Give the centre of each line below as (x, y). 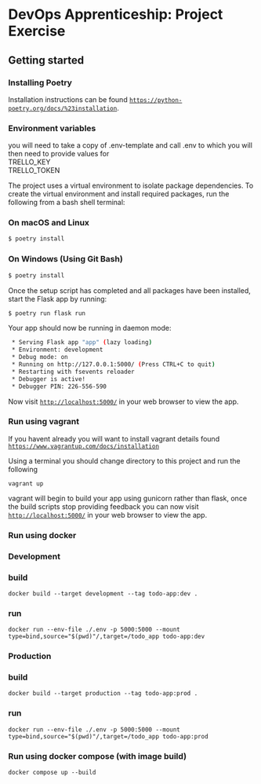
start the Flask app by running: (58, 299)
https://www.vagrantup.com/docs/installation (83, 446)
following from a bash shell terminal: (67, 203)
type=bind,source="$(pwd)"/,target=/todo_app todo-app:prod (109, 736)
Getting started (46, 60)
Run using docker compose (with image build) (97, 756)
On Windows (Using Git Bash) (65, 259)
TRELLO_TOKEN (34, 170)
